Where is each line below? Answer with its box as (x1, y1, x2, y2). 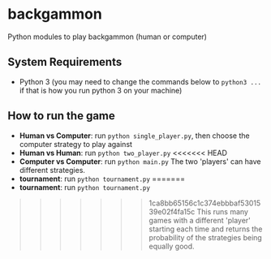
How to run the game (7, 109, 115, 123)
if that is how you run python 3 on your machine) (19, 85, 183, 95)
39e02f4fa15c (148, 206, 196, 216)
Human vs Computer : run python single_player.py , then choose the (19, 131, 250, 140)
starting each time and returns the (148, 224, 263, 234)
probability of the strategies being (148, 232, 263, 242)
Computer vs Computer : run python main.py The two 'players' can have (19, 156, 261, 166)
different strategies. (19, 165, 86, 175)
